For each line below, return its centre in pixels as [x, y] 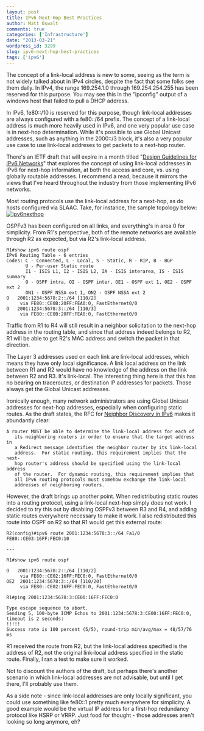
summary [16, 276]
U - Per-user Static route [60, 266]
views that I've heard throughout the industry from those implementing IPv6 [101, 182]
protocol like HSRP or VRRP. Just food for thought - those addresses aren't [100, 715]
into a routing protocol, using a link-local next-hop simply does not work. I [99, 502]
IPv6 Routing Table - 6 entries [47, 255]
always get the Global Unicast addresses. [58, 389]
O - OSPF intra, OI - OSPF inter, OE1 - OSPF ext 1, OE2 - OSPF [108, 282]
